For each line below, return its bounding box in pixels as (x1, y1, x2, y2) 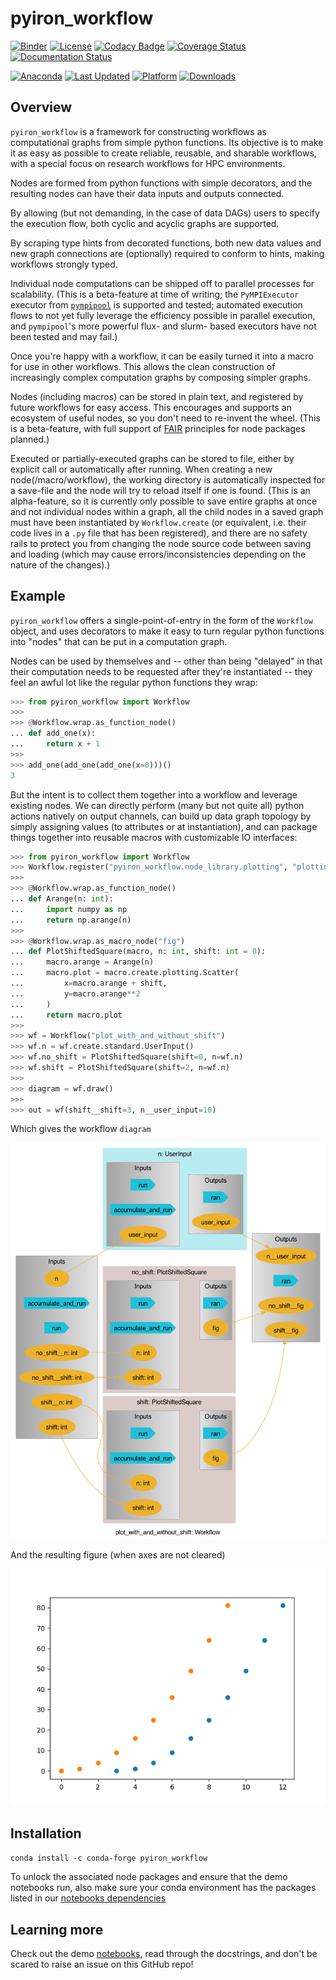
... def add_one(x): (10, 728, 97, 739)
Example (10, 588, 66, 605)
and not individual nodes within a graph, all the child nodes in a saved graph (10, 505, 324, 517)
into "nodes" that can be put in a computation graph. (10, 635, 228, 647)
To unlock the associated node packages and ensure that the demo (10, 1871, 288, 1883)
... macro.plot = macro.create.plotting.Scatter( (10, 968, 240, 978)
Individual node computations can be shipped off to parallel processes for (10, 277, 315, 289)
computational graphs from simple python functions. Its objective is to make (10, 136, 324, 148)
